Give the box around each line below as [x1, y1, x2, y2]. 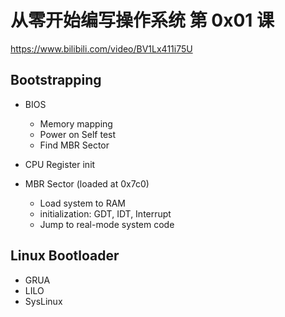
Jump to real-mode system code [39, 218, 175, 230]
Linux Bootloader [10, 247, 120, 265]
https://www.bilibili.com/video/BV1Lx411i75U [10, 42, 193, 55]
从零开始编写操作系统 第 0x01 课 [10, 9, 275, 32]
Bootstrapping [10, 72, 102, 89]
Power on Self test [39, 128, 117, 140]
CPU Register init [24, 158, 96, 170]
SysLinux [24, 295, 63, 307]
